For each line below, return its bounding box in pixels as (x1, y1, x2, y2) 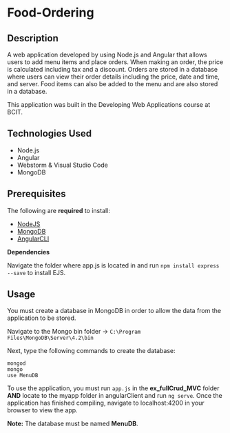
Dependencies (7, 248, 50, 256)
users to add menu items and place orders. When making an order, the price (7, 58, 224, 66)
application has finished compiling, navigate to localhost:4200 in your (7, 399, 205, 407)
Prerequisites (7, 188, 66, 200)
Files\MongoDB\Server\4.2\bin (7, 334, 94, 342)
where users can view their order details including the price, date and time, (7, 72, 220, 81)
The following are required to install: (7, 206, 110, 214)
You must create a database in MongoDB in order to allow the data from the (7, 307, 222, 315)
